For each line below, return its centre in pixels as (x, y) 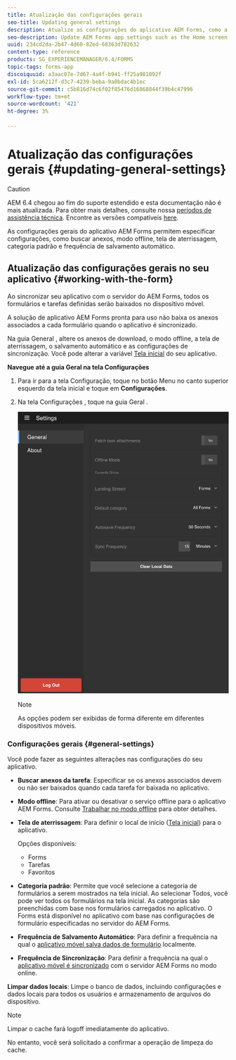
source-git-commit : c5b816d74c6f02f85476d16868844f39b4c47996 (100, 89)
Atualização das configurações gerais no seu (108, 269)
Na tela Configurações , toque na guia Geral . (83, 402)
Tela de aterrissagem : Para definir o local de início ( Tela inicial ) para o (119, 823)
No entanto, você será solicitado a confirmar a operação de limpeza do (110, 1042)
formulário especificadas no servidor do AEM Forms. (94, 923)
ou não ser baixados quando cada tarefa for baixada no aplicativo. (113, 788)
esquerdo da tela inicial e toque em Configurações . (92, 388)
